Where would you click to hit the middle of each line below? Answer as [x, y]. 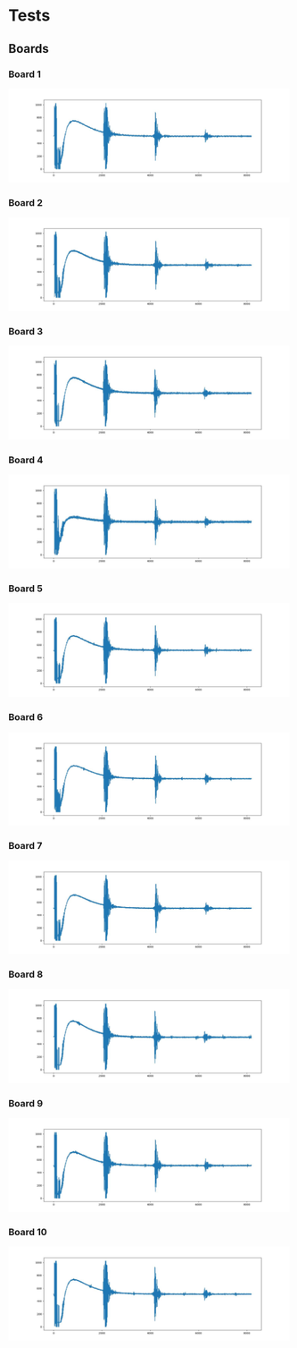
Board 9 [26, 1103]
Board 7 [25, 846]
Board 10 [28, 1232]
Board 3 [26, 331]
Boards [29, 49]
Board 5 [26, 589]
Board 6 [26, 717]
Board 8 [26, 974]
